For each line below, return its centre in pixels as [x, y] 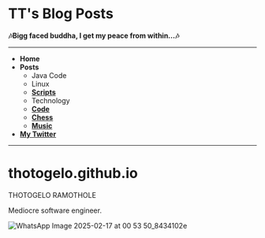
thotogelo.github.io [73, 173]
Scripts [44, 92]
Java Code [49, 75]
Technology [50, 100]
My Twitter [38, 134]
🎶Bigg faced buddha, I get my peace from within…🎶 [94, 35]
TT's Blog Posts [61, 14]
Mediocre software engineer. [55, 210]
